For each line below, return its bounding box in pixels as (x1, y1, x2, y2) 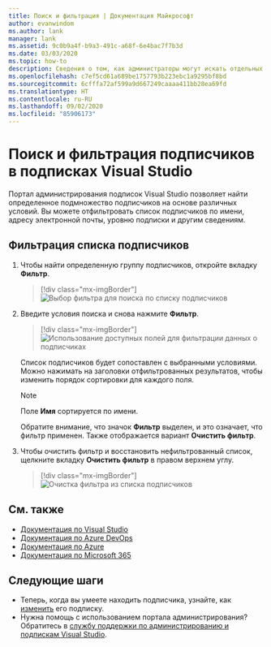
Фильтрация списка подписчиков (8, 239, 189, 252)
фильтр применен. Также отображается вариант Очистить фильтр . (19, 430, 256, 440)
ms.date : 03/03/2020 (8, 50, 79, 58)
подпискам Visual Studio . (19, 630, 107, 640)
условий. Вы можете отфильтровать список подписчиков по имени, (8, 206, 245, 216)
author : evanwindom (8, 19, 75, 28)
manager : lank (8, 34, 57, 43)
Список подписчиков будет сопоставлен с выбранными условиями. (19, 357, 258, 367)
